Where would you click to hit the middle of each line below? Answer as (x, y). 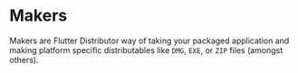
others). (24, 59)
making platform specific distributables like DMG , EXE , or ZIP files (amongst (146, 50)
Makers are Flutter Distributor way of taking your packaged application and (149, 41)
